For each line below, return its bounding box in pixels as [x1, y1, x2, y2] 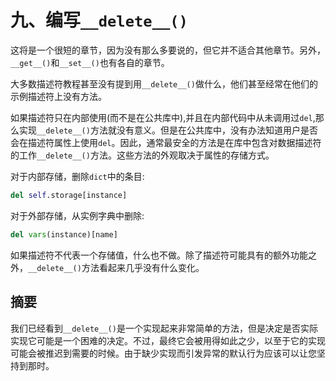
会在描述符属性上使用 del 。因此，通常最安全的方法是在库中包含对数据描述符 [10, 136, 322, 148]
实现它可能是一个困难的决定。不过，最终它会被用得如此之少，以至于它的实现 [10, 334, 326, 346]
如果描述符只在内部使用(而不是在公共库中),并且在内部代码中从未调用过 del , [10, 111, 316, 123]
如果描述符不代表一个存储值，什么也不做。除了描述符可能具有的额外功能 [10, 249, 308, 261]
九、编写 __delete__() [10, 9, 188, 32]
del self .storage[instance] [10, 190, 128, 200]
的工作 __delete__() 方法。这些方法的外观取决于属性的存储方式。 [10, 149, 275, 161]
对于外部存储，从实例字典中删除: [10, 209, 145, 221]
